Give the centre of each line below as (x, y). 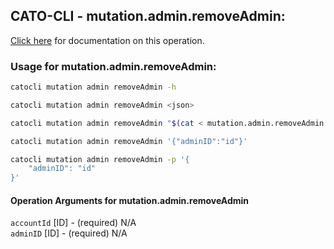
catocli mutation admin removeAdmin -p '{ (100, 159)
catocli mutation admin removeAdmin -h (93, 87)
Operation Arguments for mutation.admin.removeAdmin (130, 200)
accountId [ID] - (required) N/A (73, 223)
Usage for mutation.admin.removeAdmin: (113, 66)
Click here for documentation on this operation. (107, 40)
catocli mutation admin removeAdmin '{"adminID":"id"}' (129, 141)
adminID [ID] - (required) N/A (69, 233)
